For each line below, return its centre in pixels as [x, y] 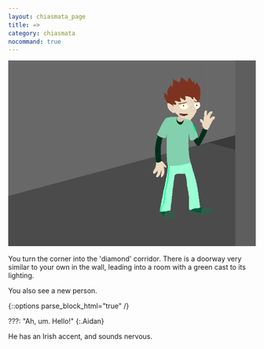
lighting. [21, 276]
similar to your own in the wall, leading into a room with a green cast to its [127, 267]
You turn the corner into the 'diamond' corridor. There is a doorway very [125, 259]
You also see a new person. [53, 291]
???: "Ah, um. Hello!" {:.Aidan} [56, 321]
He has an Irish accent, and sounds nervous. [81, 336]
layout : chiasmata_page [47, 17]
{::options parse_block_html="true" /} [69, 306]
